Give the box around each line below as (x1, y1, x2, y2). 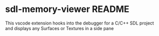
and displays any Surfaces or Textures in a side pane (5, 25, 114, 31)
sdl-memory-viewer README (5, 3, 130, 15)
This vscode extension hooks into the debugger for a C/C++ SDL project (5, 20, 155, 26)
